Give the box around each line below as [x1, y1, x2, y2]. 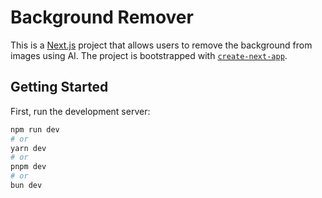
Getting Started [10, 79, 109, 96]
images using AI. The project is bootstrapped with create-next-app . [10, 49, 288, 61]
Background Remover [10, 6, 194, 29]
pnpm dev [10, 162, 47, 172]
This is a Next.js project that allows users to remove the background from [10, 39, 313, 51]
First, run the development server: [10, 105, 151, 117]
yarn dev [10, 143, 47, 153]
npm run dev [10, 124, 60, 135]
